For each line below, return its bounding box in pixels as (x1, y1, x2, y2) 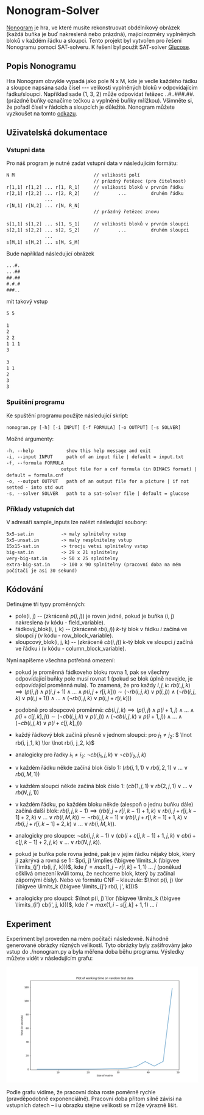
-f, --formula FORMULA (6, 459, 64, 466)
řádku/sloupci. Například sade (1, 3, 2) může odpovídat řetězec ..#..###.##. (6, 90, 195, 98)
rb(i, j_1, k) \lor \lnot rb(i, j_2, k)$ (15, 739, 95, 746)
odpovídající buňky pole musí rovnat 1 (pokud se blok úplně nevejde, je (15, 674, 193, 682)
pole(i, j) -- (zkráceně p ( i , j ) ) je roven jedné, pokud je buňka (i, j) (15, 612, 175, 620)
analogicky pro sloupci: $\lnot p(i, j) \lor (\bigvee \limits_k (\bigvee (15, 894, 181, 902)
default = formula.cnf (6, 472, 64, 478)
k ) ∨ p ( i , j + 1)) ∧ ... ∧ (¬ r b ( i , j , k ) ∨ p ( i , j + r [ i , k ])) (15, 694, 132, 701)
